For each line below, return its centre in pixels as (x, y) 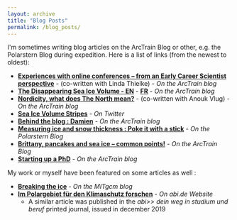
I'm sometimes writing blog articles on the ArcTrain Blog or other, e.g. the (114, 48)
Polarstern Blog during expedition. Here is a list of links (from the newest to (117, 55)
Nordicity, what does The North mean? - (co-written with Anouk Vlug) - (124, 99)
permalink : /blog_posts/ (44, 27)
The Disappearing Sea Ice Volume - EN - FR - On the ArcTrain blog (116, 91)
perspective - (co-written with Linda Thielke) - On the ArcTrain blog (117, 84)
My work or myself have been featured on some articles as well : (102, 173)
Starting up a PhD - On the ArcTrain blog (77, 159)
